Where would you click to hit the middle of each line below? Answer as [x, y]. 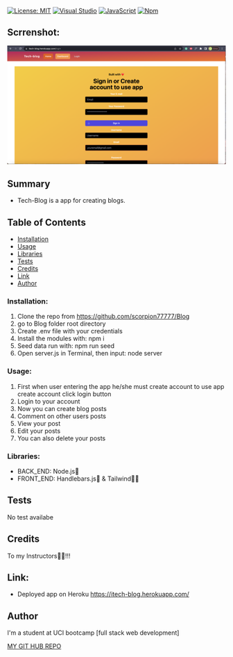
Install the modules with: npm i [61, 339]
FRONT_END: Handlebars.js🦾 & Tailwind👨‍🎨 [78, 479]
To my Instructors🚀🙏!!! [39, 556]
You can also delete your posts [61, 438]
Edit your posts [39, 431]
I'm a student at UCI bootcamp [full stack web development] [93, 633]
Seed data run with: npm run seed [66, 346]
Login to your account [49, 401]
